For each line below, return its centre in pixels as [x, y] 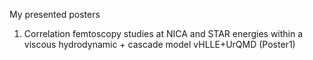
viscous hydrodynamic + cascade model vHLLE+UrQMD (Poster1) [159, 44]
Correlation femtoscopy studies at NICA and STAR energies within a [163, 33]
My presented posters [55, 14]
